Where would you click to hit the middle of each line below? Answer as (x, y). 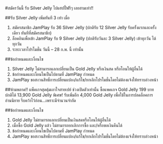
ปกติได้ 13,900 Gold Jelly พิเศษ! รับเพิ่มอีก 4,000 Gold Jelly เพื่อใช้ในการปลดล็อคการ (79, 95)
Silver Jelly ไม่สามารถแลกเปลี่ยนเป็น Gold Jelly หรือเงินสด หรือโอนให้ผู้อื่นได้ (77, 69)
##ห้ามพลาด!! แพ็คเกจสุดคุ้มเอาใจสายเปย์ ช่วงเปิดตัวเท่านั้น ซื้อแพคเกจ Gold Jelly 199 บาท (80, 90)
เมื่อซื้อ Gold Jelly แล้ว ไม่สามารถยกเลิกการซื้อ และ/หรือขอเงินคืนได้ (67, 125)
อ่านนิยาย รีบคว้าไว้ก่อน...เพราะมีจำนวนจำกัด (41, 100)
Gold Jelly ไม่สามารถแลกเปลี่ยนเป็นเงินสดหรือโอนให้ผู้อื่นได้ (61, 120)
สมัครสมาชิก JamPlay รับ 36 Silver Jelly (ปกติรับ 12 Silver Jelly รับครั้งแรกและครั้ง (84, 27)
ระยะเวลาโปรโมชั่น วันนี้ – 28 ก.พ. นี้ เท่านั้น (48, 49)
